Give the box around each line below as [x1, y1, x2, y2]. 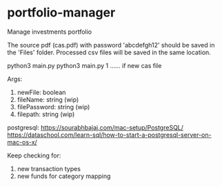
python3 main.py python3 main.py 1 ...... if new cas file [7, 61, 162, 69]
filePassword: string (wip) [17, 102, 90, 111]
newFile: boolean [17, 88, 66, 96]
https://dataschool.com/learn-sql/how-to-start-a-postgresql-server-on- [7, 131, 212, 139]
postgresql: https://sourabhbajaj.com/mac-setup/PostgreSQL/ [7, 123, 184, 131]
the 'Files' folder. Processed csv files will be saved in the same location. [7, 48, 212, 56]
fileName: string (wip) [17, 95, 79, 104]
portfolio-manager [7, 5, 116, 21]
